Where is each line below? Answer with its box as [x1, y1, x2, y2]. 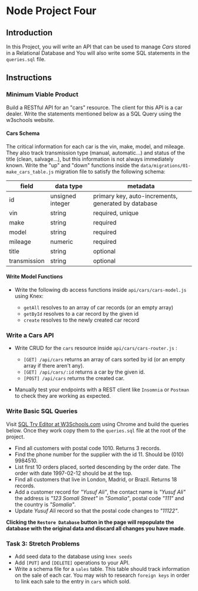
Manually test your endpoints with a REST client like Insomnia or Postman [14, 386, 190, 393]
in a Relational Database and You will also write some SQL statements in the [6, 49, 190, 57]
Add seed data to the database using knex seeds [14, 553, 133, 560]
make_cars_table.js [6, 169, 54, 175]
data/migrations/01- [140, 163, 191, 169]
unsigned [49, 192, 77, 200]
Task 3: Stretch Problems [6, 539, 80, 547]
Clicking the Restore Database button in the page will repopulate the [6, 519, 174, 526]
